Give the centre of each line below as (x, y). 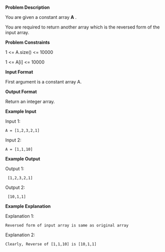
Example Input (21, 111)
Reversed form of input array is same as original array (67, 226)
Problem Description (28, 7)
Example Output (23, 159)
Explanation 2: (20, 235)
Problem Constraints (28, 42)
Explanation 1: (20, 216)
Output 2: (15, 187)
